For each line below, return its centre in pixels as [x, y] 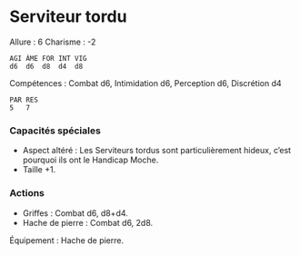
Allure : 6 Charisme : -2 [53, 42]
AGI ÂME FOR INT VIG [49, 58]
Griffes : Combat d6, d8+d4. [75, 213]
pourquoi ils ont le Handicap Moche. [90, 160]
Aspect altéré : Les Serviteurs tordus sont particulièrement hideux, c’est [157, 151]
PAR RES [24, 100]
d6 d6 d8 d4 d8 [46, 66]
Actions [27, 193]
